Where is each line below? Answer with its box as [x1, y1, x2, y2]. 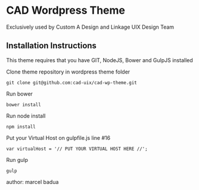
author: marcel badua [6, 178, 59, 185]
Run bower [6, 90, 33, 97]
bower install [6, 102, 42, 108]
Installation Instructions [6, 41, 97, 51]
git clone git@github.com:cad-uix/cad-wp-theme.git [6, 79, 137, 85]
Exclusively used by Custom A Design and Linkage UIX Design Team [6, 23, 175, 30]
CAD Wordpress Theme [6, 4, 125, 17]
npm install [6, 124, 36, 130]
